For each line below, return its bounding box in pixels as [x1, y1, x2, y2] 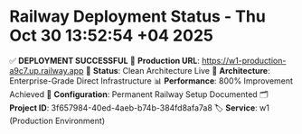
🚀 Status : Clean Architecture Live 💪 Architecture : [85, 65, 270, 76]
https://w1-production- [202, 55, 287, 66]
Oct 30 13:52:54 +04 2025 [9, 25, 214, 46]
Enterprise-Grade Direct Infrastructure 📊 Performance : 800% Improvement [9, 75, 294, 86]
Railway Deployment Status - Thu [9, 6, 267, 27]
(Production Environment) [9, 115, 106, 126]
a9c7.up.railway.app [9, 65, 84, 76]
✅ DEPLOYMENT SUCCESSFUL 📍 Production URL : [9, 55, 201, 66]
